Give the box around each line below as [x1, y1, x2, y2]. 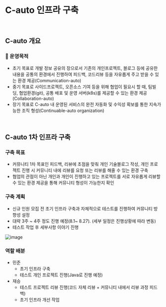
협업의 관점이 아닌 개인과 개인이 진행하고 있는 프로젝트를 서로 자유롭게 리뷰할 [12, 174, 161, 180]
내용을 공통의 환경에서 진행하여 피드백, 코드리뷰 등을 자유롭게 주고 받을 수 [12, 71, 154, 77]
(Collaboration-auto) [12, 95, 55, 102]
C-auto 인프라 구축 [5, 4, 79, 16]
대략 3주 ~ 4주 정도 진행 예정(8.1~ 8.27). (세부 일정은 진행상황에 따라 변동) [12, 218, 156, 224]
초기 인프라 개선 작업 [19, 297, 60, 303]
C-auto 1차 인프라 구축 [5, 133, 71, 142]
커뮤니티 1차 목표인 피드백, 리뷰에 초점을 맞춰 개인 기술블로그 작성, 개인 [12, 161, 149, 167]
